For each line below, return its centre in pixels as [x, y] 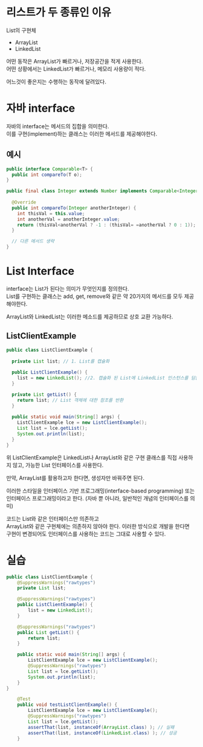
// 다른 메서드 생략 [33, 241]
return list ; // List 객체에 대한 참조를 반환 [70, 400]
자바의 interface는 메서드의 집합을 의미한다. [58, 126]
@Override [24, 202]
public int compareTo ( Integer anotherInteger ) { [74, 208]
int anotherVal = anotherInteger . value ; [69, 219]
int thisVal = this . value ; [51, 213]
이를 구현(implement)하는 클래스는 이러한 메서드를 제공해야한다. [82, 134]
